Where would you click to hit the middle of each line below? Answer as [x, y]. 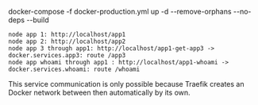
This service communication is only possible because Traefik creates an [126, 84]
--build [38, 20]
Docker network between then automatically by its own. [99, 92]
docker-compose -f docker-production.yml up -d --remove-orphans [120, 12]
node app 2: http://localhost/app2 [67, 41]
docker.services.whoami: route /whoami [74, 69]
